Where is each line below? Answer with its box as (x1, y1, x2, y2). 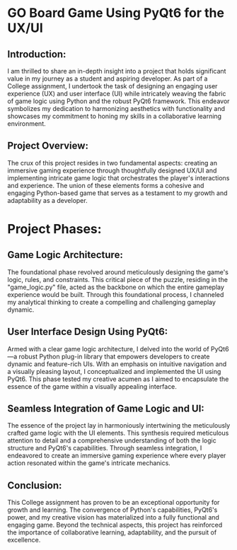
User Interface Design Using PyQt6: (7, 326, 168, 338)
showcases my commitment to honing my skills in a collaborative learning (7, 112, 221, 120)
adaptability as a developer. (7, 196, 88, 204)
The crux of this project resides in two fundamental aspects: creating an (7, 158, 218, 167)
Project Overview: (7, 140, 88, 152)
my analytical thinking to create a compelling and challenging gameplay (7, 298, 216, 306)
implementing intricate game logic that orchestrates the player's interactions (7, 173, 230, 182)
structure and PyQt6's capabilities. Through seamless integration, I (7, 444, 202, 452)
